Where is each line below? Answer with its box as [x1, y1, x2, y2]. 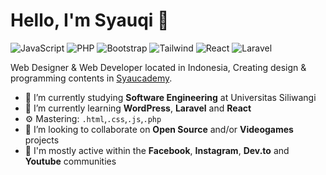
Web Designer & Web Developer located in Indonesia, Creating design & [10, 61, 307, 73]
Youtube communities [24, 155, 117, 167]
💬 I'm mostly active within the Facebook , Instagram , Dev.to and [24, 144, 290, 156]
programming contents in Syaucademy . [10, 72, 173, 84]
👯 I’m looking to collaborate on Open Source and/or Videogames [24, 123, 294, 135]
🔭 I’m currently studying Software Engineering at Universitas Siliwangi [24, 91, 317, 103]
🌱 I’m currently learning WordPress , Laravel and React [24, 102, 252, 114]
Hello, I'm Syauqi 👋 [10, 9, 170, 32]
